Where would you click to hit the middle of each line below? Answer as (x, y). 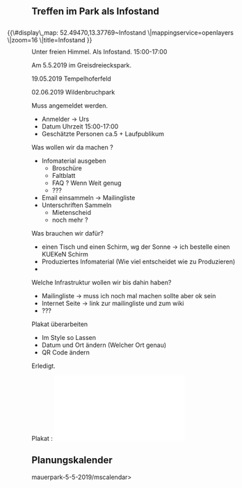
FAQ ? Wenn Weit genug (87, 183)
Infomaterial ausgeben (74, 161)
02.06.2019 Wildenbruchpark (73, 92)
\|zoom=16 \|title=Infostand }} (50, 40)
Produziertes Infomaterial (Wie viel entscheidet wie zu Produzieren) (138, 261)
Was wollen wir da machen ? (72, 147)
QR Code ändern (66, 352)
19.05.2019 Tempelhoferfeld (71, 79)
